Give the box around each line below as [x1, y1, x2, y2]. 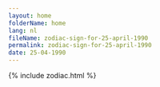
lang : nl [8, 26, 38, 34]
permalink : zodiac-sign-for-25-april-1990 [8, 42, 152, 49]
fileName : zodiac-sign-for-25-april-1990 [8, 34, 149, 42]
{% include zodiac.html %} [8, 71, 97, 80]
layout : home [8, 11, 52, 20]
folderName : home [8, 19, 66, 27]
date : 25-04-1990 [8, 49, 66, 57]
